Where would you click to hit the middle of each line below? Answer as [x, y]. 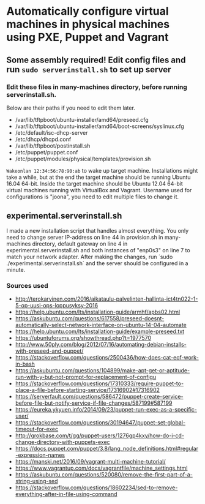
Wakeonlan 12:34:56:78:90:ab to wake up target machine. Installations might [102, 170]
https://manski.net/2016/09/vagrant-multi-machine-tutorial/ [91, 461]
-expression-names [40, 455]
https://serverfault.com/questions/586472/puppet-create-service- [99, 396]
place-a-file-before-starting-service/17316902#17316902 [88, 389]
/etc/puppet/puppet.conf [47, 152]
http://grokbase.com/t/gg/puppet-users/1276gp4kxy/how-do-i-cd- [100, 435]
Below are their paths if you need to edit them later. [71, 108]
